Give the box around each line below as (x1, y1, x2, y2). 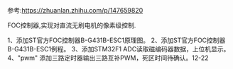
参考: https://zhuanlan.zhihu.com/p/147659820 (7, 6, 143, 14)
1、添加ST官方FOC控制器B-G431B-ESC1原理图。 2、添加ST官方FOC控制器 (7, 36, 226, 44)
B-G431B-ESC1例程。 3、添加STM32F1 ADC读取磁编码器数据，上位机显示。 (7, 45, 230, 53)
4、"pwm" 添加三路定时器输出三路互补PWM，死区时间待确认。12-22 (7, 54, 209, 62)
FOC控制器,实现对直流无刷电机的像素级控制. (7, 21, 136, 30)
